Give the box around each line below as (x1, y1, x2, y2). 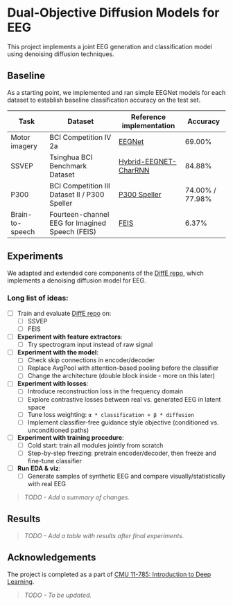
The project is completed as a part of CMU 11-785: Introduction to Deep (7, 570, 212, 578)
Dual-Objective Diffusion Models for (7, 5, 220, 21)
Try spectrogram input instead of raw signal (27, 341, 153, 349)
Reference (130, 112, 166, 122)
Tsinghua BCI (49, 152, 93, 162)
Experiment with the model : (17, 348, 99, 357)
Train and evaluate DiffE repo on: (17, 309, 112, 317)
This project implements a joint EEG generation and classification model (7, 42, 213, 51)
